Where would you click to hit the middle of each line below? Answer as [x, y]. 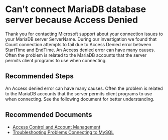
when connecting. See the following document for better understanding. [80, 99]
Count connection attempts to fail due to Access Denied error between [78, 44]
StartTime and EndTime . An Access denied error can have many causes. [80, 50]
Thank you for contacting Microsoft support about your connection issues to [84, 34]
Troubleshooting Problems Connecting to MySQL [63, 132]
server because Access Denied [72, 20]
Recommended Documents [49, 115]
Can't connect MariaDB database [76, 9]
